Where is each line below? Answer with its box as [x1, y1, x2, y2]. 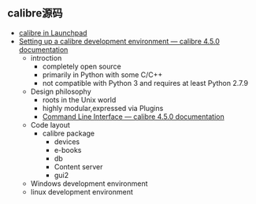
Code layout [30, 120, 70, 129]
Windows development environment [30, 179, 148, 188]
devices [54, 136, 80, 147]
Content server [54, 161, 103, 171]
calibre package [42, 128, 95, 138]
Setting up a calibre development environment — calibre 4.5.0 [18, 36, 220, 46]
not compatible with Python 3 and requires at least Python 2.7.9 [42, 78, 249, 87]
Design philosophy [30, 87, 91, 96]
